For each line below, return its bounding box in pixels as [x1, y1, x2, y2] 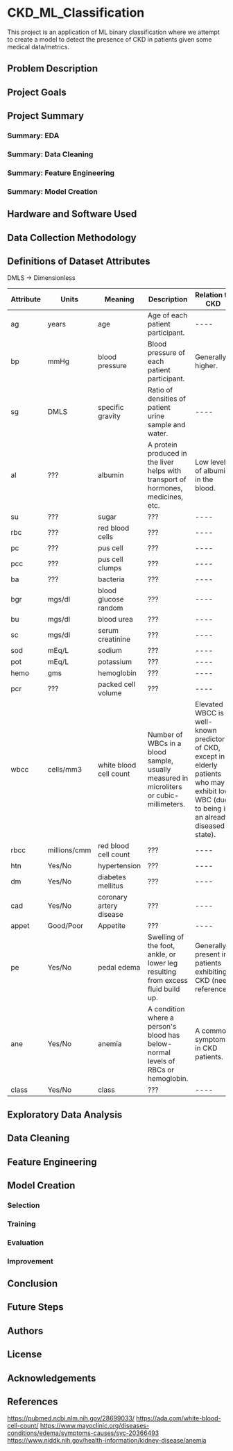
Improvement [7, 1256, 53, 1266]
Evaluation [7, 1238, 44, 1247]
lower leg [148, 959, 178, 968]
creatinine [98, 634, 130, 644]
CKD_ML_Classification [7, 5, 145, 21]
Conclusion [7, 1278, 58, 1290]
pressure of [148, 348, 186, 358]
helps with [148, 466, 182, 476]
